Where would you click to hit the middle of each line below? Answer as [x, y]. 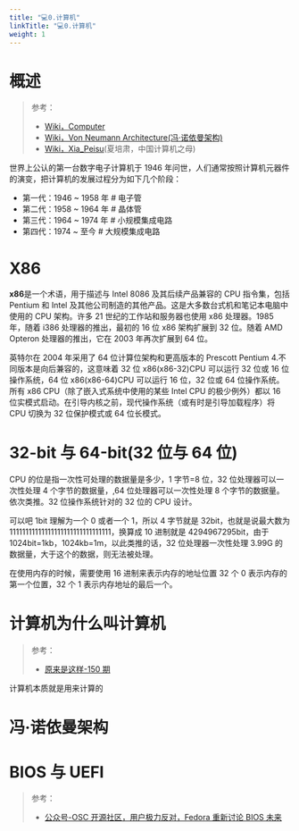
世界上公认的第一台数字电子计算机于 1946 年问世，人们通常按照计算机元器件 [149, 168]
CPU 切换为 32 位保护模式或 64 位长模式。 [88, 414]
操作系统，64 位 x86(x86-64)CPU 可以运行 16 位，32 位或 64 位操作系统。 [147, 380]
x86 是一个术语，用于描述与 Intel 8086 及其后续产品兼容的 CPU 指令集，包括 [149, 294]
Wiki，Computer [75, 127]
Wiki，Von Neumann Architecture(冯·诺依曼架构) [133, 138]
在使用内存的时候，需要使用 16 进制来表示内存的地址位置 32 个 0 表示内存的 [149, 574]
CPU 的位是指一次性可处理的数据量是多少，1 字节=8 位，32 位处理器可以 [143, 480]
